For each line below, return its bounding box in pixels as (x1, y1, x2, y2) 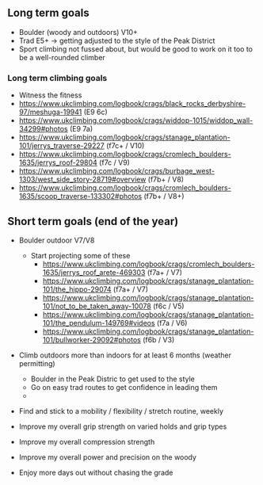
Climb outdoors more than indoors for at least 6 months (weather (18, 350, 231, 360)
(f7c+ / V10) (105, 141, 145, 151)
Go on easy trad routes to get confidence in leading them (30, 382, 218, 391)
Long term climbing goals (7, 72, 108, 83)
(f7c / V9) (99, 158, 130, 167)
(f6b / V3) (143, 334, 175, 344)
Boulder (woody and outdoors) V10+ (18, 27, 138, 36)
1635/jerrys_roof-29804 (18, 158, 98, 167)
